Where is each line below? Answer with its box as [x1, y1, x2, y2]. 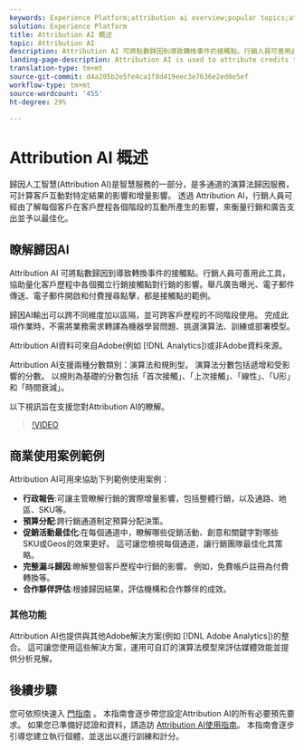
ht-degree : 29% [9, 97, 67, 107]
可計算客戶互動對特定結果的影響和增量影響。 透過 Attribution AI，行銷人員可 [9, 190, 293, 201]
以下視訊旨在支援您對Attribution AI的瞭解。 [9, 401, 170, 412]
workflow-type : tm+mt [9, 81, 91, 90]
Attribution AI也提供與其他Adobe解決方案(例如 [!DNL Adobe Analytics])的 [9, 630, 282, 641]
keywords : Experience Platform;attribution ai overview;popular [9, 13, 257, 23]
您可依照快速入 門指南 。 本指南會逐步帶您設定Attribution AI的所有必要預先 [9, 708, 287, 719]
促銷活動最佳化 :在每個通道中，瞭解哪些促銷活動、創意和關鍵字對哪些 [22, 526, 279, 537]
